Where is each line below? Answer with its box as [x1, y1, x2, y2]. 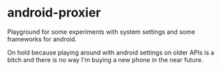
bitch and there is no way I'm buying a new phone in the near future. [7, 55, 204, 63]
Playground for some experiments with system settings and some [7, 28, 195, 36]
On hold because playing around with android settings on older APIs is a [7, 48, 215, 57]
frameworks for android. [7, 34, 77, 43]
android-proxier [7, 5, 101, 21]
